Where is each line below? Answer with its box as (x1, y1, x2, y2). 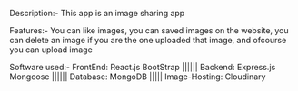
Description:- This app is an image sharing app (9, 8, 185, 18)
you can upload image (9, 44, 93, 55)
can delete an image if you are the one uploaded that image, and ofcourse (9, 35, 287, 45)
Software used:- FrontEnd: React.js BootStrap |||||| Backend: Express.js (9, 62, 276, 72)
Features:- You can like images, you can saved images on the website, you (9, 25, 289, 35)
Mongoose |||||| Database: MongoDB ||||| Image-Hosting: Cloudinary (9, 71, 266, 82)
